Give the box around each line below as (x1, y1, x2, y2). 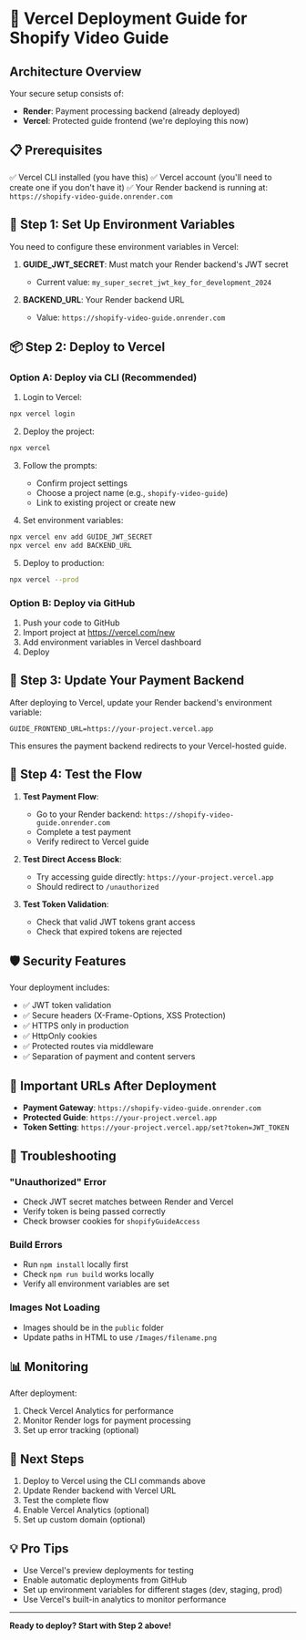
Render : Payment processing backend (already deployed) (22, 106, 240, 117)
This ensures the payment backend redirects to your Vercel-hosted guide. (9, 740, 287, 751)
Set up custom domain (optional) (22, 1514, 146, 1525)
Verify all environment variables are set (22, 1278, 170, 1289)
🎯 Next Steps (9, 1451, 85, 1467)
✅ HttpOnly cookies (22, 1030, 97, 1042)
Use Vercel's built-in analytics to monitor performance (22, 1594, 227, 1604)
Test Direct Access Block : (22, 853, 122, 864)
